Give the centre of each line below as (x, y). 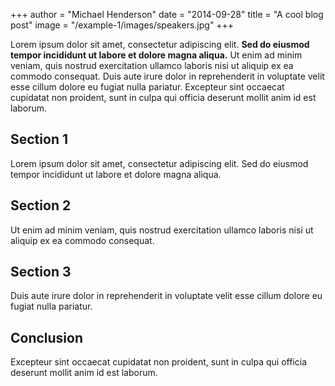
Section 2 (41, 205)
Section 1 (39, 139)
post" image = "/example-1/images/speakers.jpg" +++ (122, 25)
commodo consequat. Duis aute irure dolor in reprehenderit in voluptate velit (167, 76)
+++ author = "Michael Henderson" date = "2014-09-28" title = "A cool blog (167, 14)
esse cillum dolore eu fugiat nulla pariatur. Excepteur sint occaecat (147, 87)
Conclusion (47, 337)
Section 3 (41, 272)
